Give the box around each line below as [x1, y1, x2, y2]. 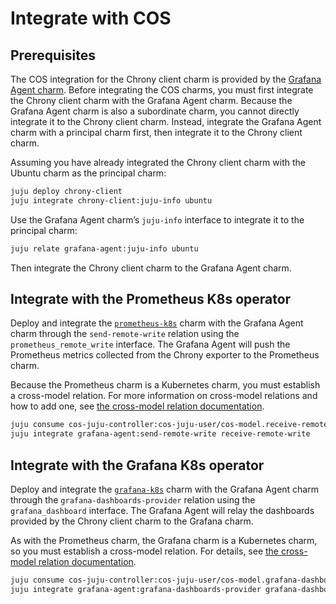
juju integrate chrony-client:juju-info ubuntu [10, 195, 213, 206]
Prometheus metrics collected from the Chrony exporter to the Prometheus [10, 349, 320, 361]
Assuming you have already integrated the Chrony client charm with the [10, 157, 306, 168]
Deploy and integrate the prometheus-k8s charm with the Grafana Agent [10, 317, 304, 329]
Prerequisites [10, 47, 96, 64]
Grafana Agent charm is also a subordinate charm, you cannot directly [10, 105, 300, 117]
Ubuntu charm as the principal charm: [10, 167, 167, 179]
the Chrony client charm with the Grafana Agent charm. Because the [10, 95, 293, 106]
